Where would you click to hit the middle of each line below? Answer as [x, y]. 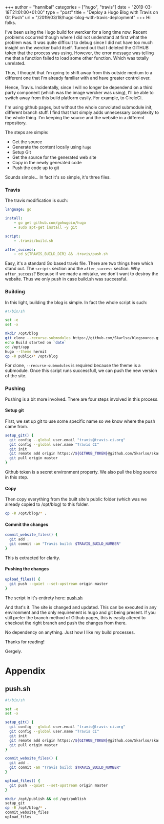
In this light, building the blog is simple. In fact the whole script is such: [76, 302]
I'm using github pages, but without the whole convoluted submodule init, [79, 107]
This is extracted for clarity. [32, 558]
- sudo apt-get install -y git [46, 227]
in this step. [17, 477]
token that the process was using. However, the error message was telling [80, 53]
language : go [18, 210]
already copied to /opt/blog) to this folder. [47, 504]
